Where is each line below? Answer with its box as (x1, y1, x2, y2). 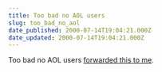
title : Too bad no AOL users (8, 11, 105, 20)
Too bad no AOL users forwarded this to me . (8, 55, 154, 65)
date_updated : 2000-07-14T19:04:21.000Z (8, 33, 145, 42)
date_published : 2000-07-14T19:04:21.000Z (8, 26, 152, 34)
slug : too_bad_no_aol (8, 19, 81, 27)
